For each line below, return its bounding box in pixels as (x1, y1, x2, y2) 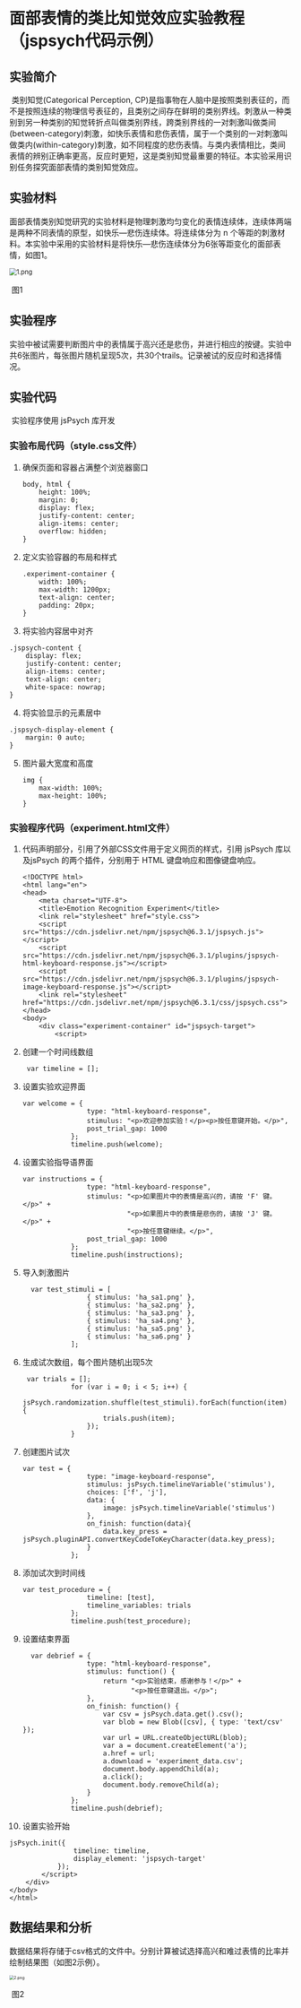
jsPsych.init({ (9, 1839, 66, 1848)
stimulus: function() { (86, 1667, 176, 1676)
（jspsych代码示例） (9, 30, 164, 51)
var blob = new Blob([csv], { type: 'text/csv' (102, 1718, 284, 1727)
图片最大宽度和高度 (21, 757, 94, 768)
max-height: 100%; (39, 791, 107, 801)
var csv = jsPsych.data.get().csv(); (102, 1709, 244, 1719)
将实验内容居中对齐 (21, 625, 94, 636)
